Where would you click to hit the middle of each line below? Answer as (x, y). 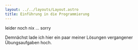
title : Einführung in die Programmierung (47, 14)
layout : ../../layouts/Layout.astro (42, 9)
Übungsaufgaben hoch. (28, 42)
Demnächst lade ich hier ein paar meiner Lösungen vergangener (69, 37)
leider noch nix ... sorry (28, 28)
